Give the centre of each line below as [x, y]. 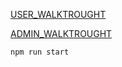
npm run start [40, 52]
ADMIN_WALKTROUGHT [61, 33]
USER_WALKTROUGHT [58, 14]
